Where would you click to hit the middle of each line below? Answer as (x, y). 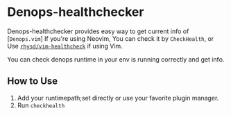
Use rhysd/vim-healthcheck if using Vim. (65, 46)
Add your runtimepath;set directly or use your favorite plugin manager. (118, 98)
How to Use (33, 81)
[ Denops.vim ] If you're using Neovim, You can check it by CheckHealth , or (111, 38)
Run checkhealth (41, 105)
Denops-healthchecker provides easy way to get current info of (98, 31)
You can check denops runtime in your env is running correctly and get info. (116, 59)
